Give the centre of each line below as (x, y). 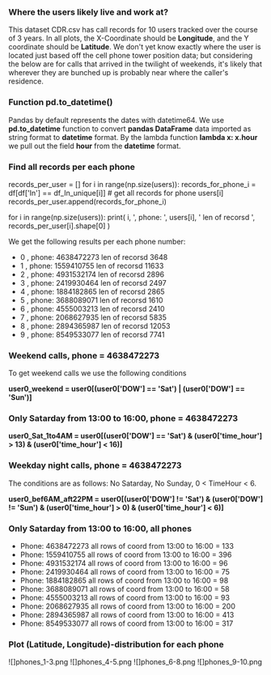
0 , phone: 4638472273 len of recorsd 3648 (94, 257)
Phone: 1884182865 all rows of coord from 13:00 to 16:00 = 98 (124, 580)
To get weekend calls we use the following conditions (97, 373)
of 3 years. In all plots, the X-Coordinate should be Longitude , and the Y (129, 38)
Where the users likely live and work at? (88, 12)
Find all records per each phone (72, 167)
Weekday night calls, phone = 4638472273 (95, 465)
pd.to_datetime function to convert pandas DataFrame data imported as (130, 129)
